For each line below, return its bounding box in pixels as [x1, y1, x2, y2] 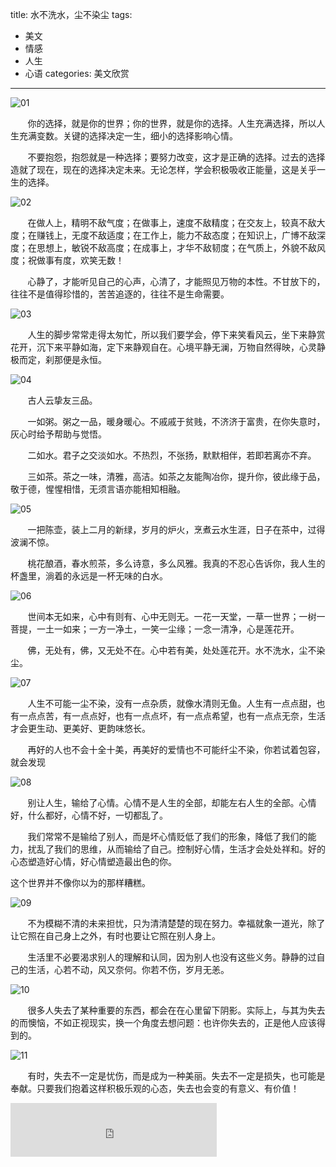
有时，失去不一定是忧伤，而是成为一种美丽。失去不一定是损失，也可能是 [27, 1070, 326, 1082]
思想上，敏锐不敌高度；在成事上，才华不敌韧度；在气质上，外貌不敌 [36, 242, 317, 253]
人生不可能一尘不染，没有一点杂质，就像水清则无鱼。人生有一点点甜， [27, 698, 317, 709]
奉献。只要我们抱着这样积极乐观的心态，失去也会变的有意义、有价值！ [10, 1083, 300, 1094]
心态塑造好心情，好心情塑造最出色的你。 [10, 856, 177, 867]
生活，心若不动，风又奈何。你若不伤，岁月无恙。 [27, 964, 230, 975]
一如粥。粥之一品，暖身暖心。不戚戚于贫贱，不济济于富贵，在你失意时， [27, 416, 326, 427]
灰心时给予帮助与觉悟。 [10, 428, 107, 440]
